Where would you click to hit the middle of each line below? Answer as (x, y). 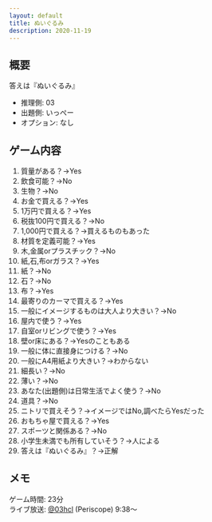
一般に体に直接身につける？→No (74, 351)
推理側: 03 (37, 103)
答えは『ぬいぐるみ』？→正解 (69, 451)
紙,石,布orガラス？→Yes (60, 261)
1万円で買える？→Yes (56, 211)
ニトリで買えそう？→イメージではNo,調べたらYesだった (112, 411)
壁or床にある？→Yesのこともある (75, 341)
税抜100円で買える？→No (63, 221)
